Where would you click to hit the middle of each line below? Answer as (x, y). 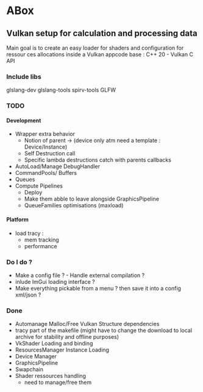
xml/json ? (28, 295)
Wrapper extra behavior (45, 134)
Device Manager (36, 357)
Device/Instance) (46, 147)
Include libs (24, 76)
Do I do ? (19, 262)
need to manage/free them (58, 382)
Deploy (33, 193)
